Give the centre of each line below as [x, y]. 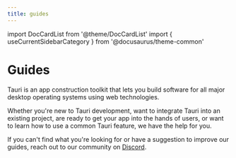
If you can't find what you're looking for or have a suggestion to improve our [118, 139]
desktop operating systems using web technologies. [83, 97]
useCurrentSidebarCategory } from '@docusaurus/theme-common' [106, 41]
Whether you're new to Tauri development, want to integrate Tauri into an [114, 111]
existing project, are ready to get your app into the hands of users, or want [116, 118]
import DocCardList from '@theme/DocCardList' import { [90, 34]
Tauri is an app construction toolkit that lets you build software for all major [116, 90]
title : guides [28, 14]
